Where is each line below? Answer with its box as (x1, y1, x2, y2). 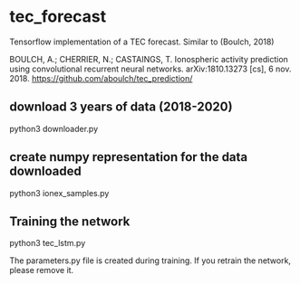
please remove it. (9, 265, 74, 276)
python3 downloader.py (9, 123, 99, 134)
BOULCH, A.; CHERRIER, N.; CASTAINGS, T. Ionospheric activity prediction (9, 53, 288, 64)
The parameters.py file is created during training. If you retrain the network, (9, 255, 292, 266)
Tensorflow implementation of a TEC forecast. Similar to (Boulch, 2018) (9, 36, 275, 47)
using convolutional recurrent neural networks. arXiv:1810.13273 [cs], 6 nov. (9, 63, 292, 74)
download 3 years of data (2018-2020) (9, 99, 233, 115)
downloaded (9, 164, 82, 179)
